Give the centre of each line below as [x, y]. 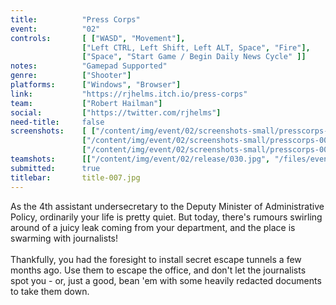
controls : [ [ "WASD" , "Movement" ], [98, 38]
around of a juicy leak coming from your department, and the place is [153, 227]
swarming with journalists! [64, 238]
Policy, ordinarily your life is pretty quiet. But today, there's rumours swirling [166, 217]
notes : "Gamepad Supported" [89, 66]
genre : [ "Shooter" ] [71, 76]
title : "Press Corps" [75, 19]
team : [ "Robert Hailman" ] [86, 103]
